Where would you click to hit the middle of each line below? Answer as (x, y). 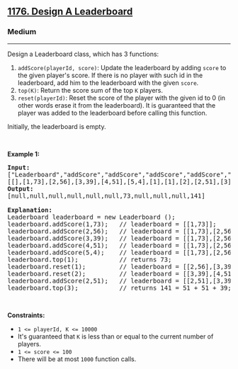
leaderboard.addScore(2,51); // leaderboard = (93, 280)
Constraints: (26, 315)
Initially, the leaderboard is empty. (57, 126)
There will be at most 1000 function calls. (77, 359)
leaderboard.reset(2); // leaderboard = (93, 273)
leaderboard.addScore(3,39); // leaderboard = (93, 238)
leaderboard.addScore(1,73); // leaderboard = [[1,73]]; (112, 224)
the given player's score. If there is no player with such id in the (110, 75)
